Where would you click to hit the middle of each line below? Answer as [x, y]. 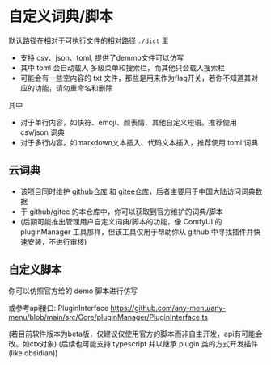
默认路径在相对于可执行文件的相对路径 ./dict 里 [89, 40]
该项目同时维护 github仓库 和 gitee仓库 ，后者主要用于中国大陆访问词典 [138, 191]
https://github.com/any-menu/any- [168, 308]
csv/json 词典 [42, 132]
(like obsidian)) [33, 353]
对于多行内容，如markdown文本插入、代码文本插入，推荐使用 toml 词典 [139, 142]
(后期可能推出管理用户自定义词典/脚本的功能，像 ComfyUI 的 [121, 221]
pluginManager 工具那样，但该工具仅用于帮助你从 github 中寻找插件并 [137, 232]
